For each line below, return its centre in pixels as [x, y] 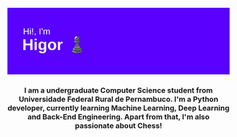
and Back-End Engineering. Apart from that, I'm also [119, 117]
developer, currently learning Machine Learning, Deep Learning [119, 108]
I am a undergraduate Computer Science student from [119, 90]
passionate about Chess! [119, 126]
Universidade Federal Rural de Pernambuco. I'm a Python [119, 100]
